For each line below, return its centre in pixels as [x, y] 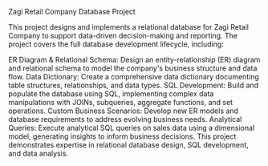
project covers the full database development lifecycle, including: [116, 44]
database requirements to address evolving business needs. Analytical [125, 119]
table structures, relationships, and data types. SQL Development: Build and [134, 85]
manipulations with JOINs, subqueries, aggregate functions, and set [121, 102]
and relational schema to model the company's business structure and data [133, 68]
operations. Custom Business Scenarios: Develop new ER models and [124, 111]
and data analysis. [39, 153]
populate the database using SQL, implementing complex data [111, 94]
